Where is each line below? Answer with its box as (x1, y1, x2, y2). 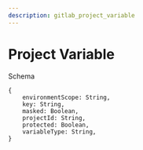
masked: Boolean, (22, 107, 79, 115)
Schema (8, 71, 35, 81)
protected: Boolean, (22, 121, 90, 129)
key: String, (22, 100, 65, 108)
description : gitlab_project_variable (8, 11, 135, 20)
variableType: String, (22, 127, 97, 136)
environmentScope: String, (22, 93, 111, 101)
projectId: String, (22, 114, 86, 122)
